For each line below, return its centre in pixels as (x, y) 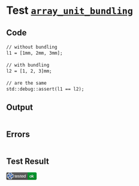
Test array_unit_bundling (69, 10)
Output (19, 108)
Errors (18, 135)
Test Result (28, 162)
